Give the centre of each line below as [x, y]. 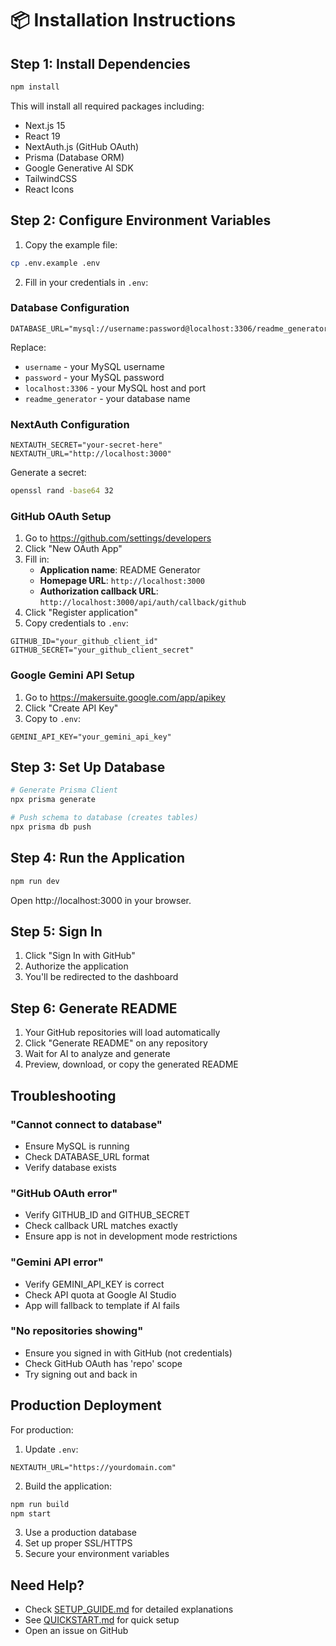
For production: [42, 1429]
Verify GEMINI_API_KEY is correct [94, 1284]
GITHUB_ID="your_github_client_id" [84, 642]
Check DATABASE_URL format [87, 1156]
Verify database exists [70, 1167]
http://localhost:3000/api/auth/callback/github [143, 603]
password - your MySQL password [94, 377]
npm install [35, 87]
